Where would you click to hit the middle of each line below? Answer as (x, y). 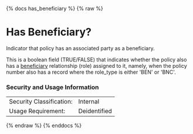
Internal (89, 102)
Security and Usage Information (53, 87)
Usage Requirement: (37, 111)
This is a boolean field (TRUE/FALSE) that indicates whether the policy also (97, 59)
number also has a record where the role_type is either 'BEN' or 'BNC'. (91, 72)
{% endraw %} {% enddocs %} (44, 126)
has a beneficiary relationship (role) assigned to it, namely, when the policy (97, 66)
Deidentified (95, 111)
